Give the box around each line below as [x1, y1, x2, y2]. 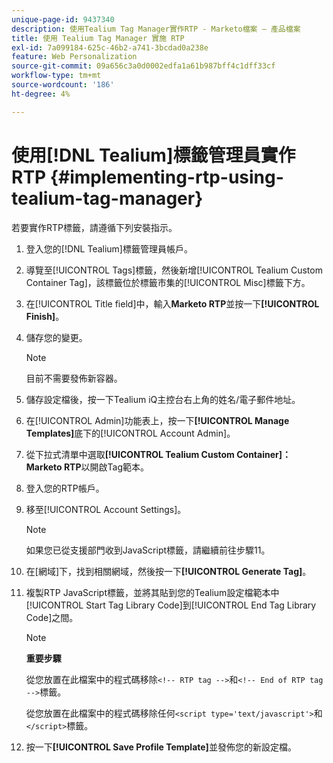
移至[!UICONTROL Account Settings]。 [25, 503, 187, 515]
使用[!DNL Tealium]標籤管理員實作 [11, 144, 296, 166]
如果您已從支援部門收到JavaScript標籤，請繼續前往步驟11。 [25, 544, 271, 556]
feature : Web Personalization [11, 52, 138, 62]
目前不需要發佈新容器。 [25, 372, 123, 384]
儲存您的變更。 [25, 331, 88, 343]
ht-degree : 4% [11, 89, 71, 99]
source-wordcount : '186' [11, 80, 115, 90]
